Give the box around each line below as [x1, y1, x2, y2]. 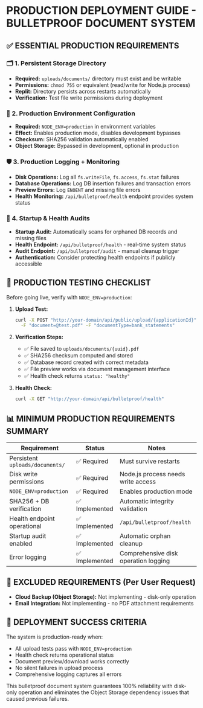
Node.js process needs [120, 470, 185, 479]
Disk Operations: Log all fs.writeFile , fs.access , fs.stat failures [14, 173, 179, 181]
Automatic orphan [120, 532, 171, 540]
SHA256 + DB [9, 497, 50, 506]
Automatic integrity [120, 497, 174, 506]
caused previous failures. [6, 695, 69, 702]
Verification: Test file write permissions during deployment [14, 94, 163, 101]
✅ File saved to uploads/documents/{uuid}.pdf [24, 345, 140, 352]
